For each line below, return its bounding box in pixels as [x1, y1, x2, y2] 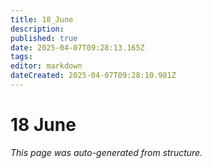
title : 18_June [10, 14, 74, 25]
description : [10, 24, 65, 34]
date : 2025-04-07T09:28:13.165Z [10, 42, 145, 53]
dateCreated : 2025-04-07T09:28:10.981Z [10, 71, 177, 81]
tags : [10, 52, 33, 62]
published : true [10, 33, 78, 43]
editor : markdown [10, 61, 83, 71]
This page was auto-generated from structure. [10, 146, 203, 158]
